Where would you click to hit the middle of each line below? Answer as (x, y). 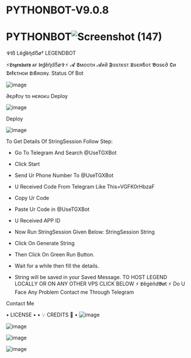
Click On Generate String (44, 244)
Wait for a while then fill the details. (57, 266)
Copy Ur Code (32, 198)
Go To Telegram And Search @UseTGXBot (65, 153)
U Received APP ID (37, 221)
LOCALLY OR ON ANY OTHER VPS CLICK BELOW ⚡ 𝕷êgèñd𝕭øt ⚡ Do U (100, 284)
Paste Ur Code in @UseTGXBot (52, 209)
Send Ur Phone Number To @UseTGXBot (64, 175)
